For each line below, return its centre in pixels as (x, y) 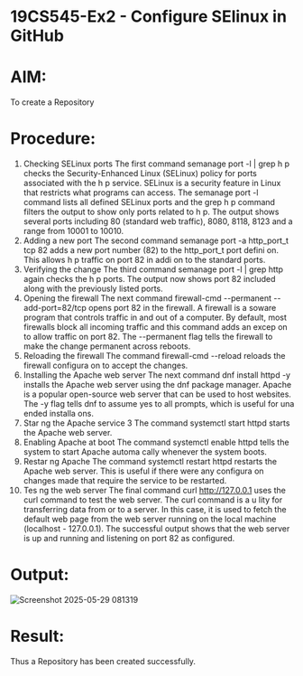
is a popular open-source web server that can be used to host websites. (157, 394)
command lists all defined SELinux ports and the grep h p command (149, 202)
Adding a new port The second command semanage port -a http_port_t (156, 240)
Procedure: (53, 139)
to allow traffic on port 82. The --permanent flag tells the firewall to (148, 337)
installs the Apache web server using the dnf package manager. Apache (157, 385)
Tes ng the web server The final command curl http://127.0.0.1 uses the (155, 491)
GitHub (37, 36)
